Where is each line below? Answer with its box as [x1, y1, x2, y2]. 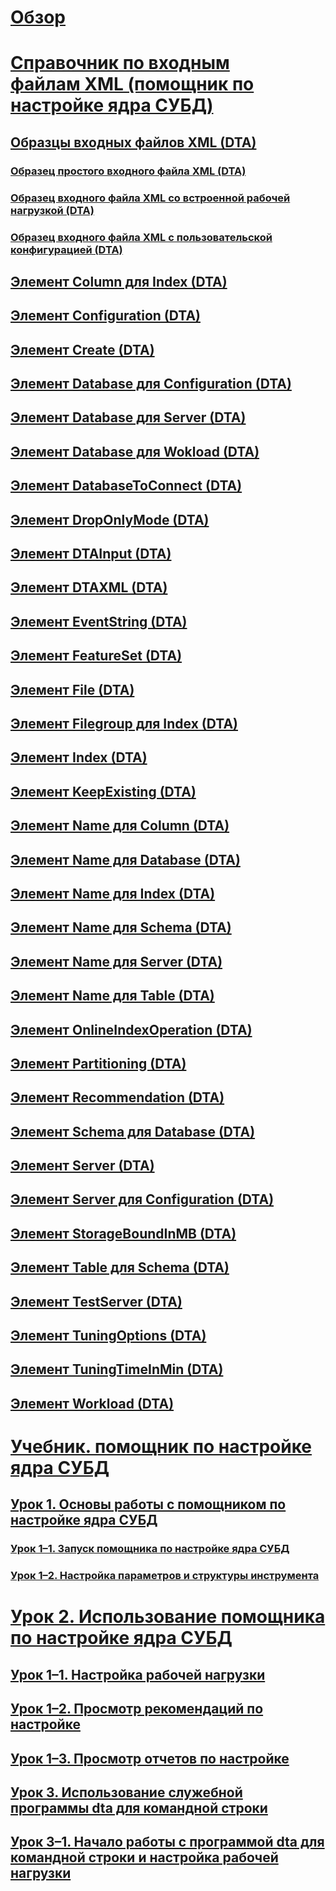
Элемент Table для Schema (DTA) [10, 1259, 230, 1276]
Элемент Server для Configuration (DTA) [10, 1191, 275, 1208]
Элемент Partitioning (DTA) [10, 1055, 187, 1072]
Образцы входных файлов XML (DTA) [10, 134, 257, 151]
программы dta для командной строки [10, 1799, 268, 1816]
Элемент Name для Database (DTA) [10, 851, 241, 868]
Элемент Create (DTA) [10, 341, 155, 358]
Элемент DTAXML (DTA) [10, 579, 168, 596]
